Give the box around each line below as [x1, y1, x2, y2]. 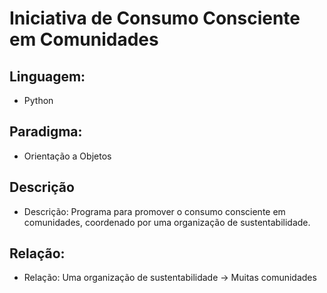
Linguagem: [9, 68, 86, 85]
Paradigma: [9, 123, 83, 141]
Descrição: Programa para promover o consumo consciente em [23, 205, 286, 217]
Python [23, 95, 54, 106]
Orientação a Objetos [23, 150, 112, 162]
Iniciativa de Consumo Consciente [9, 7, 301, 30]
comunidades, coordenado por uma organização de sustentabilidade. [23, 216, 311, 228]
